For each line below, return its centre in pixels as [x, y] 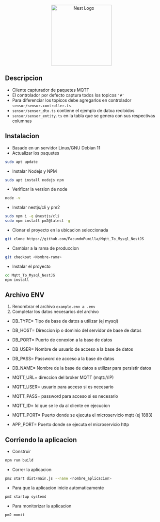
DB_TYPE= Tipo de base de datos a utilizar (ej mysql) [65, 321]
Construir [21, 452]
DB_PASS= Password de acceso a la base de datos [63, 359]
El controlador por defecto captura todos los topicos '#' [68, 95]
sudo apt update [21, 162]
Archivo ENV [25, 295]
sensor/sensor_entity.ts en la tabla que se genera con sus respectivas [83, 115]
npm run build [19, 460]
